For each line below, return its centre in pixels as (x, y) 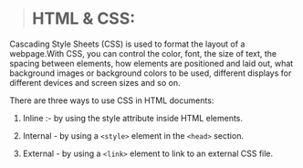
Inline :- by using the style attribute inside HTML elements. (133, 118)
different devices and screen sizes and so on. (95, 82)
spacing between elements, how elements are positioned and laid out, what (151, 63)
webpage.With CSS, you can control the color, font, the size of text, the (143, 53)
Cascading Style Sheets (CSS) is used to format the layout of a (127, 44)
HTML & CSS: (84, 19)
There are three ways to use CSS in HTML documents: (112, 100)
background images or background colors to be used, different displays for (151, 73)
